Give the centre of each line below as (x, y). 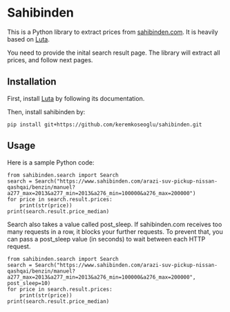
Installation (32, 82)
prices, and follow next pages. (50, 59)
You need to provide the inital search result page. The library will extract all (114, 53)
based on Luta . (29, 39)
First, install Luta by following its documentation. (76, 98)
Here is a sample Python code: (51, 162)
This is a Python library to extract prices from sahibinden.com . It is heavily (113, 32)
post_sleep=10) (29, 283)
